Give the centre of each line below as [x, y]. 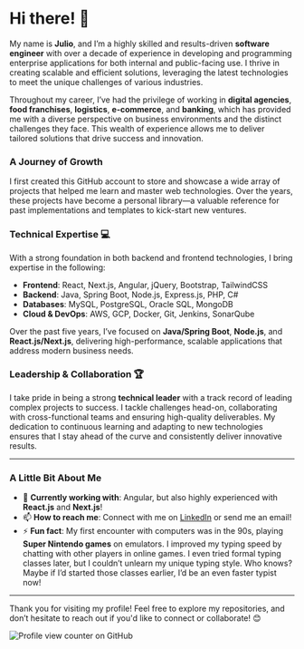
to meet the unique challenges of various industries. [106, 82]
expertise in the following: [57, 267]
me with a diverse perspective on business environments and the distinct [146, 119]
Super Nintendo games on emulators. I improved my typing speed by [152, 544]
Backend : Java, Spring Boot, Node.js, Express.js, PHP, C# [130, 295]
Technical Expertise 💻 [60, 235]
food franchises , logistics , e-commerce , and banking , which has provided [150, 109]
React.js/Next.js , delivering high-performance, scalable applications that [146, 341]
